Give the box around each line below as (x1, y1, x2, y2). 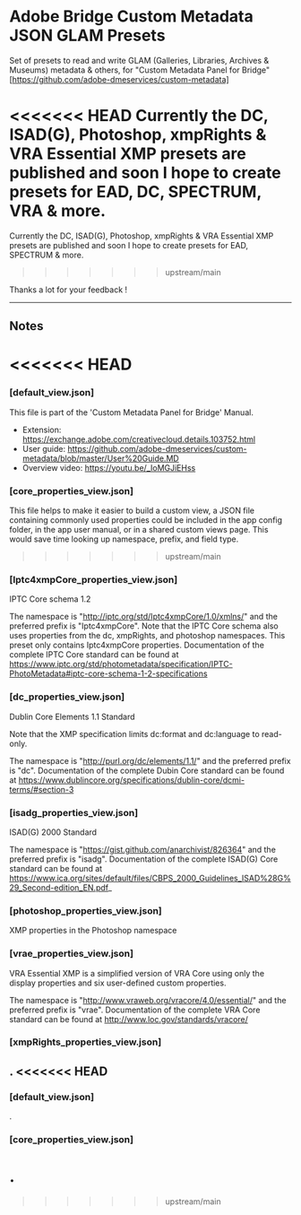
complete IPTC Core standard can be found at (9, 649, 179, 660)
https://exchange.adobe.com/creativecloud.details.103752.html (21, 433, 256, 445)
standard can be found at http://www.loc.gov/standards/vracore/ (9, 1013, 249, 1024)
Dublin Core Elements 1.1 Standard (9, 711, 136, 722)
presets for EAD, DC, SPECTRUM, (9, 182, 262, 203)
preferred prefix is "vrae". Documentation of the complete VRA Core (9, 1004, 261, 1015)
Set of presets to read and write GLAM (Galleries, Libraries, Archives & (9, 55, 270, 65)
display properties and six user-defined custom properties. (9, 977, 227, 988)
